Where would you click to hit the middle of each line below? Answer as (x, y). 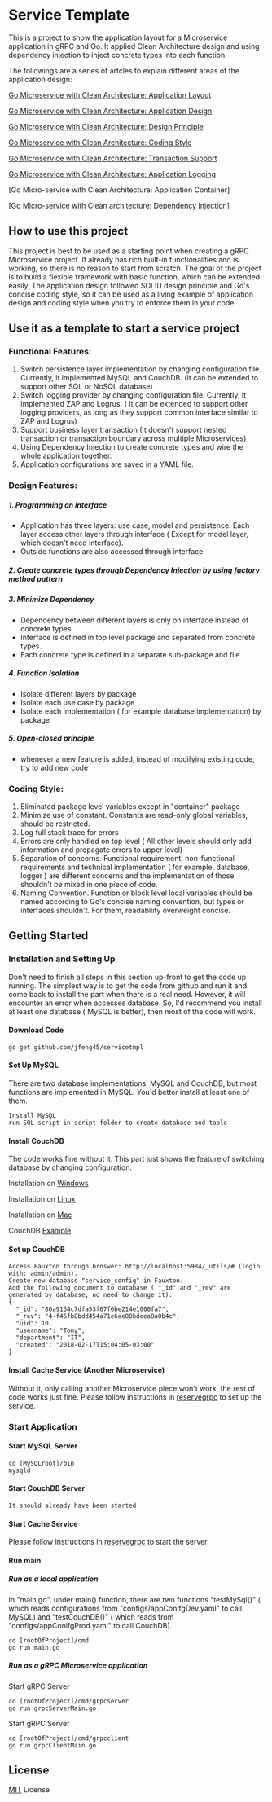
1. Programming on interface (58, 505)
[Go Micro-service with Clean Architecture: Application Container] (119, 190)
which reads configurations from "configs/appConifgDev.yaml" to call (125, 1608)
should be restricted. (55, 824)
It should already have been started (72, 1505)
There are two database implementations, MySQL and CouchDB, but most (133, 1083)
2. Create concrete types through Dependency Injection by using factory (134, 570)
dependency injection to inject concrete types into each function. (118, 55)
